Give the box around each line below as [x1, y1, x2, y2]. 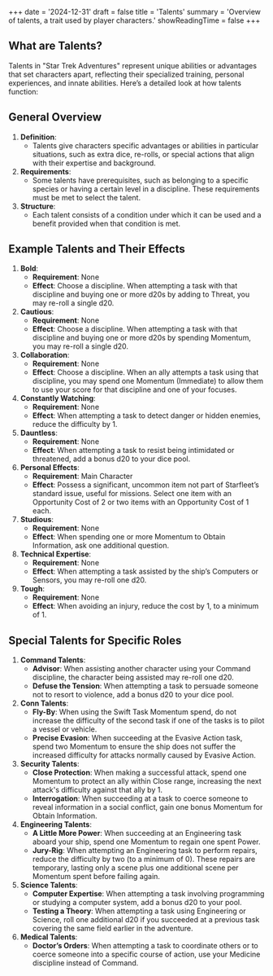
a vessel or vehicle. [32, 724, 97, 734]
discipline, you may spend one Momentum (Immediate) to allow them [32, 376, 264, 386]
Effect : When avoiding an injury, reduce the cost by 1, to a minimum [32, 601, 259, 611]
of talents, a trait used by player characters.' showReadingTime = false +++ [8, 15, 261, 25]
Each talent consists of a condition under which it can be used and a [32, 209, 262, 219]
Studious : [19, 515, 54, 525]
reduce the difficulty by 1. [32, 420, 118, 429]
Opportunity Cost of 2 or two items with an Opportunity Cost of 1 [32, 497, 249, 508]
